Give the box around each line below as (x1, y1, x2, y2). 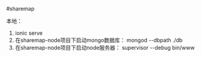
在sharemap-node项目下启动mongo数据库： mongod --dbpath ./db (14, 37, 183, 44)
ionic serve (14, 29, 43, 37)
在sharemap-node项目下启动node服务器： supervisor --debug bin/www (14, 44, 195, 51)
